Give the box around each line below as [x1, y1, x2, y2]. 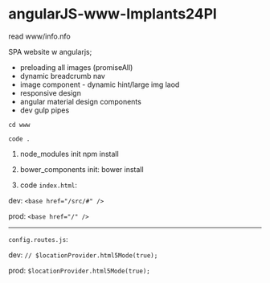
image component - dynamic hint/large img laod [19, 80, 180, 89]
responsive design [19, 88, 82, 97]
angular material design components [19, 96, 142, 106]
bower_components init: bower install [19, 164, 144, 174]
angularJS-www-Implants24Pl [8, 5, 217, 23]
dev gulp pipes [19, 105, 70, 115]
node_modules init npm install [19, 149, 119, 158]
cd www [8, 121, 31, 129]
